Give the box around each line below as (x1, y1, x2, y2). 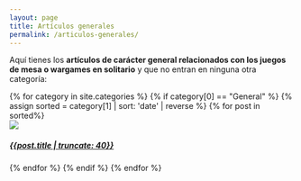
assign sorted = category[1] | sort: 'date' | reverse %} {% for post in (9, 101, 260, 112)
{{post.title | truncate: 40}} (9, 140, 114, 150)
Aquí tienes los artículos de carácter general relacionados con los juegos (9, 55, 287, 66)
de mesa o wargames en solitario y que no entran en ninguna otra (9, 64, 257, 75)
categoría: (9, 74, 48, 85)
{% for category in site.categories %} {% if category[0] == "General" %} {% (9, 91, 293, 102)
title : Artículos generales (9, 22, 115, 31)
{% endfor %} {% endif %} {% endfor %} (9, 163, 162, 174)
